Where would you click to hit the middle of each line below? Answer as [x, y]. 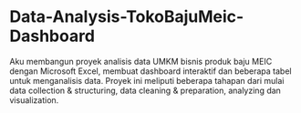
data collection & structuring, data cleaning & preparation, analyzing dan [145, 90]
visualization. [34, 100]
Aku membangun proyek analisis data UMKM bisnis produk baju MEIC [141, 61]
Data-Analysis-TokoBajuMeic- [127, 17]
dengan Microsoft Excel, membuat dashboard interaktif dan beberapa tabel [150, 71]
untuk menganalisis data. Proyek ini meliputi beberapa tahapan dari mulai [147, 80]
